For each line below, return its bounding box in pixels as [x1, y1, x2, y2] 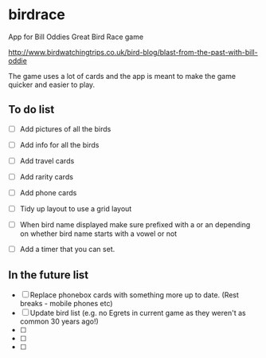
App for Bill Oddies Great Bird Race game [8, 32, 144, 41]
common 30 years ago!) [19, 317, 100, 326]
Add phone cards [19, 188, 77, 197]
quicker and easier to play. [8, 80, 96, 89]
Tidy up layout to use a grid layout [19, 204, 132, 214]
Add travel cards [19, 155, 75, 165]
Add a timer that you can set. [19, 245, 115, 254]
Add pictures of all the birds [19, 124, 111, 133]
